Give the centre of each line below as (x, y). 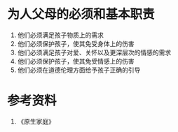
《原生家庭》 (36, 121)
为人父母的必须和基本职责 (81, 14)
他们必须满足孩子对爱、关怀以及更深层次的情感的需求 (94, 52)
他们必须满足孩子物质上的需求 (60, 35)
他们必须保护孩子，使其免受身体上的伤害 (76, 43)
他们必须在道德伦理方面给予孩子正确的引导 (79, 70)
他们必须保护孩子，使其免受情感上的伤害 (76, 61)
